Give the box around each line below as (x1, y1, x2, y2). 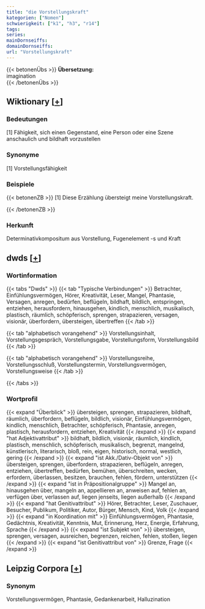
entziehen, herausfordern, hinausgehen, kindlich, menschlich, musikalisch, (6, 305, 195, 312)
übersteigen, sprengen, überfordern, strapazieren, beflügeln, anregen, (6, 461, 184, 468)
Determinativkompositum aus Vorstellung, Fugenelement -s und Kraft (6, 235, 181, 242)
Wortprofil (6, 394, 38, 403)
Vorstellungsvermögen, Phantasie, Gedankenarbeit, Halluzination (6, 596, 170, 603)
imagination (6, 72, 36, 80)
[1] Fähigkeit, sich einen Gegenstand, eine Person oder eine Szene (6, 129, 174, 136)
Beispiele (6, 180, 35, 188)
